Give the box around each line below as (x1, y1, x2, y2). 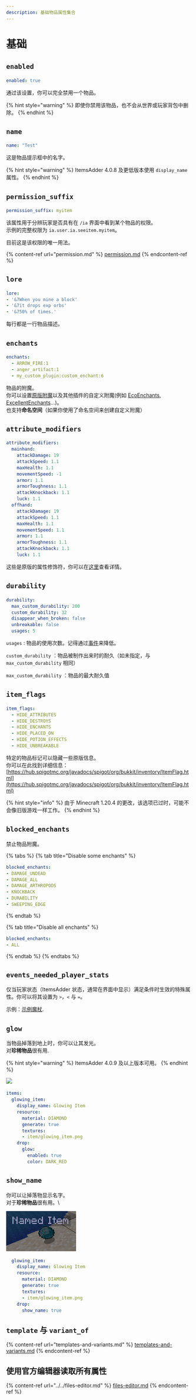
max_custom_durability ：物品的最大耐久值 (6, 672, 110, 679)
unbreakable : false (11, 622, 59, 628)
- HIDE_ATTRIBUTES (11, 711, 57, 718)
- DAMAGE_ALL (6, 876, 38, 883)
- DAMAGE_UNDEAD (6, 871, 46, 876)
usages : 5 (11, 628, 35, 634)
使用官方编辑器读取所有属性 (6, 1366, 107, 1376)
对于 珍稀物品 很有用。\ (6, 1199, 60, 1206)
